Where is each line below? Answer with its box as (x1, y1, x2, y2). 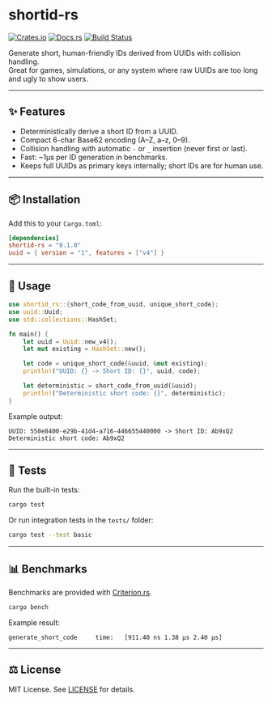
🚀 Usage (8, 279, 51, 293)
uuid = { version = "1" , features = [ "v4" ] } (8, 249, 164, 257)
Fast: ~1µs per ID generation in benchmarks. (19, 152, 168, 162)
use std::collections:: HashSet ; (8, 315, 117, 324)
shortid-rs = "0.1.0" (8, 241, 82, 250)
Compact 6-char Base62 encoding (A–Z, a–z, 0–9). (19, 135, 190, 145)
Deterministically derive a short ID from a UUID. (19, 126, 179, 136)
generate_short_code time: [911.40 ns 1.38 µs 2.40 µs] (8, 633, 223, 641)
